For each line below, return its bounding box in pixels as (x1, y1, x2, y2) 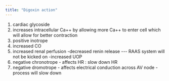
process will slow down (12, 69, 62, 76)
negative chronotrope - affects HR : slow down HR (12, 59, 118, 65)
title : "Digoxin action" (5, 7, 58, 13)
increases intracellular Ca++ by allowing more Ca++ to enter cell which (12, 26, 161, 33)
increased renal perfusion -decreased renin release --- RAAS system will (12, 48, 165, 54)
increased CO (12, 43, 41, 49)
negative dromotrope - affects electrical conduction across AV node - (12, 64, 158, 70)
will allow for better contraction (12, 32, 78, 38)
